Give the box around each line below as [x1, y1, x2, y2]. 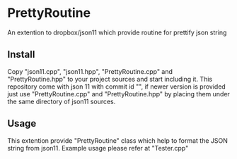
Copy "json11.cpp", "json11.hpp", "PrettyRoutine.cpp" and [7, 67, 173, 75]
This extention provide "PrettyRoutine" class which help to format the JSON [7, 136, 228, 145]
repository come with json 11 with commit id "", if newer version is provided [7, 82, 226, 91]
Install [7, 49, 35, 61]
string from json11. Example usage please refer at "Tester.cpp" [7, 144, 189, 152]
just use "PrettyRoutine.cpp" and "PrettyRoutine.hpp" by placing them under [7, 89, 230, 98]
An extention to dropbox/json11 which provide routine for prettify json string [7, 28, 227, 37]
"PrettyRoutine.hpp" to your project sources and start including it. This [7, 75, 213, 83]
